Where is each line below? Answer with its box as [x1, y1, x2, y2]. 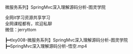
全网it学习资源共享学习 [5, 15, 50, 20]
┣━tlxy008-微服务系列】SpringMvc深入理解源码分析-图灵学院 [5, 37, 128, 43]
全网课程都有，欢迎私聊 [5, 21, 52, 26]
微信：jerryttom [5, 27, 37, 33]
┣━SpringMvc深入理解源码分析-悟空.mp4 [5, 43, 87, 49]
